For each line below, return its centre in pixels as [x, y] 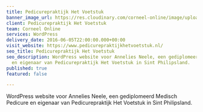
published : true [27, 68]
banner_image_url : [29, 18]
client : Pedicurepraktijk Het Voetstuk [56, 23]
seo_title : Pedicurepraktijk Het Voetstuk [60, 51]
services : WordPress [32, 35]
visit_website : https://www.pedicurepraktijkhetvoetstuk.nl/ [85, 46]
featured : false [27, 74]
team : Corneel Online [34, 29]
